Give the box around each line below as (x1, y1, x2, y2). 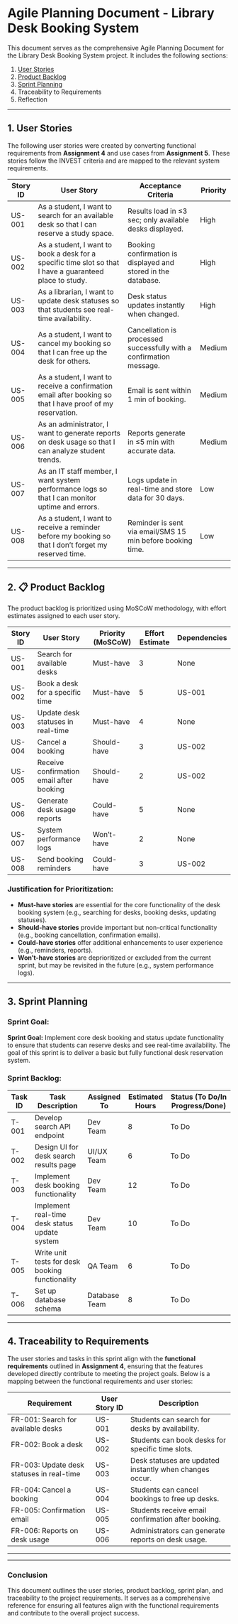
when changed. (127, 309, 179, 319)
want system (38, 475, 81, 485)
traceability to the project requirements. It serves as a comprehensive (7, 1593, 210, 1602)
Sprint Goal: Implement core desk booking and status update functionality (7, 1033, 225, 1041)
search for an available (38, 210, 114, 220)
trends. (38, 455, 62, 465)
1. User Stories (7, 122, 73, 134)
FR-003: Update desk (11, 1460, 85, 1470)
